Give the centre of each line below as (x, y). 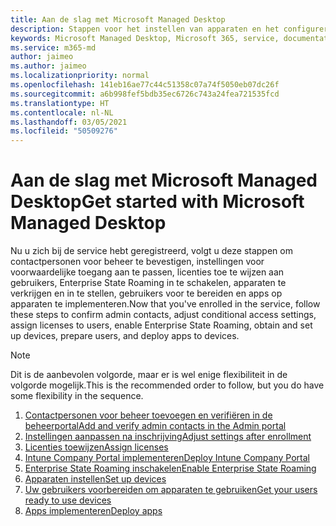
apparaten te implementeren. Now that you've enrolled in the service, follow (165, 304)
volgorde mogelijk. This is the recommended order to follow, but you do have (167, 385)
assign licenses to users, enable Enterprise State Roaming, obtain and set (161, 325)
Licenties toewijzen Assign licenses (96, 447)
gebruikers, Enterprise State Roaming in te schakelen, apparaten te (148, 283)
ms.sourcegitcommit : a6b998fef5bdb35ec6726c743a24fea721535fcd (145, 94)
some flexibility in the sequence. (77, 396)
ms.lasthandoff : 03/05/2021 (69, 122)
